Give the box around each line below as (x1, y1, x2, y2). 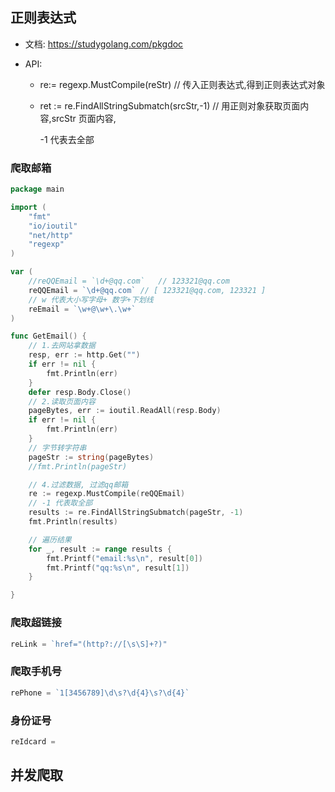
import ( (10, 202, 47, 212)
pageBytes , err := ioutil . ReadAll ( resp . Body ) (28, 406, 222, 416)
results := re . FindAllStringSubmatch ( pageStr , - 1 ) (28, 508, 244, 518)
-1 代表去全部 (39, 133, 95, 145)
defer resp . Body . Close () (28, 387, 132, 397)
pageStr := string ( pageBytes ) (28, 452, 155, 462)
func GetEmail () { (10, 331, 87, 342)
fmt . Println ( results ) (28, 517, 118, 527)
